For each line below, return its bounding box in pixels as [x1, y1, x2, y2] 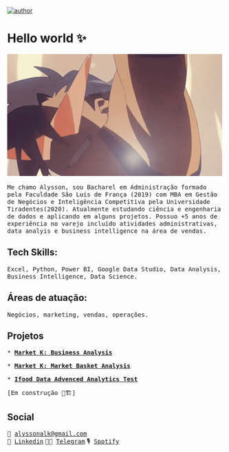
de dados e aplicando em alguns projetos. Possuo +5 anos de [7, 212, 218, 220]
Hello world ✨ [7, 31, 87, 46]
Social [7, 411, 34, 422]
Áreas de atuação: [7, 292, 87, 304]
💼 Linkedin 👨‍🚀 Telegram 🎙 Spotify [7, 438, 120, 446]
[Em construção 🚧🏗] [7, 389, 76, 397]
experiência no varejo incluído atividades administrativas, [7, 220, 218, 227]
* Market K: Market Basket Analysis [7, 362, 131, 370]
